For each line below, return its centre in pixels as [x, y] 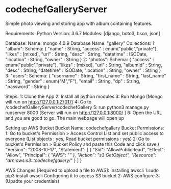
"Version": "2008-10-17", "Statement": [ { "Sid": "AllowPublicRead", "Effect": [85, 149]
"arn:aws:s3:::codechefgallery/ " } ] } [44, 160]
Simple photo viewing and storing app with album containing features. [79, 23]
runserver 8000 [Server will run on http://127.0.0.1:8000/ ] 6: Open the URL [84, 113]
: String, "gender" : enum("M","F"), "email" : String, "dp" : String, [73, 81]
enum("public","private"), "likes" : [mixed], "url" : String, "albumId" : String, [84, 65]
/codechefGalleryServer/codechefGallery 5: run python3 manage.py [77, 107]
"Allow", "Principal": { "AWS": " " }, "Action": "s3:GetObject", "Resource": [81, 155]
